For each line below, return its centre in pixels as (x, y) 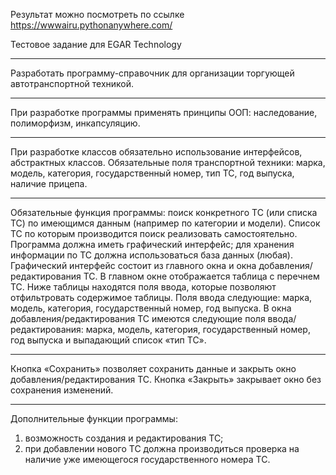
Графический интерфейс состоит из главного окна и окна (133, 265)
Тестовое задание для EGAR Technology (96, 44)
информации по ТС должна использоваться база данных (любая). (151, 255)
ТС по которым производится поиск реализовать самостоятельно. (154, 233)
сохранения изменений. (62, 390)
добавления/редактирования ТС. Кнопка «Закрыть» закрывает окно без (166, 379)
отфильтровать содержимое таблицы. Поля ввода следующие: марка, (161, 297)
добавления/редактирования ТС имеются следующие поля (138, 318)
